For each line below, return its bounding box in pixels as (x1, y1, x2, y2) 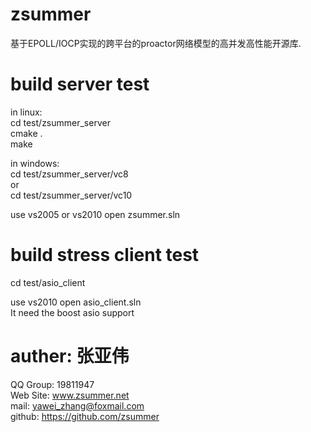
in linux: (10, 106, 43, 118)
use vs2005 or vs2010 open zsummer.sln (10, 208, 181, 220)
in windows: (10, 157, 60, 169)
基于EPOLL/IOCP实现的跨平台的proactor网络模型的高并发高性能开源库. (10, 37, 302, 49)
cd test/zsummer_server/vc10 (10, 189, 133, 201)
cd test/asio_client (10, 276, 86, 288)
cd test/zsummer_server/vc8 (10, 168, 129, 180)
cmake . (10, 127, 43, 139)
